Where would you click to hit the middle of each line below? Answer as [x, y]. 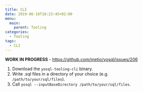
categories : [17, 32]
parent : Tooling [30, 28]
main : [15, 23]
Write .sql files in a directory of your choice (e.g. [60, 74]
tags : [10, 41]
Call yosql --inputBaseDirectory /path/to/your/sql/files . [71, 84]
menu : [10, 18]
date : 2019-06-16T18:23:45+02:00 [39, 14]
